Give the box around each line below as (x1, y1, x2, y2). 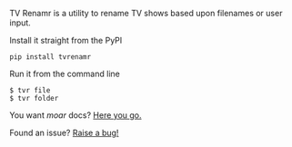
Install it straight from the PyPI (9, 35, 123, 45)
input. (9, 17, 32, 28)
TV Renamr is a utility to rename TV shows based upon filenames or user (9, 8, 283, 18)
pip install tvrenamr (9, 53, 92, 62)
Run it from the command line (9, 68, 120, 79)
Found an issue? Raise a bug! (9, 127, 119, 138)
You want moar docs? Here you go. (9, 110, 143, 121)
